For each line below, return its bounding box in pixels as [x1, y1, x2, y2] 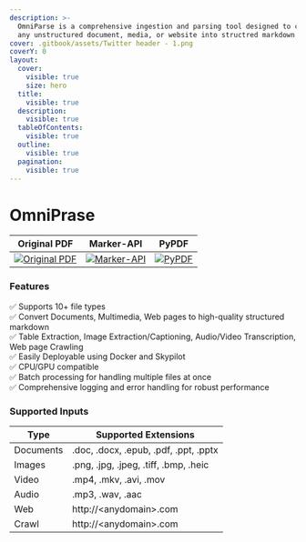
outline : [17, 140, 51, 149]
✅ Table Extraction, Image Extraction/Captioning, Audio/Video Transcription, [9, 331, 296, 342]
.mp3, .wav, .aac [72, 487, 143, 500]
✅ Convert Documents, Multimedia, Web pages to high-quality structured [9, 311, 285, 322]
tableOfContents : [17, 124, 84, 133]
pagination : [17, 156, 64, 166]
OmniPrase [9, 205, 96, 226]
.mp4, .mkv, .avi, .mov [72, 473, 166, 486]
